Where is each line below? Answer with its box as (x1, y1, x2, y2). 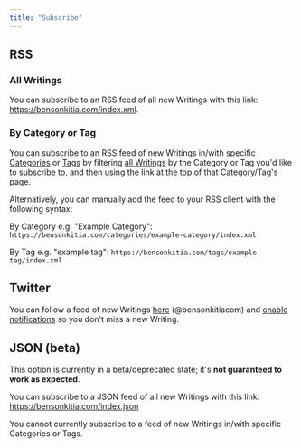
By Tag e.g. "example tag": (9, 246, 109, 257)
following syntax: (9, 203, 73, 214)
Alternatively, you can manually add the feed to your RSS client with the (9, 194, 276, 205)
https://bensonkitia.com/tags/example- (110, 248, 261, 257)
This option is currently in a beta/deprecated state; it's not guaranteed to (9, 364, 283, 376)
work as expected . (9, 374, 80, 385)
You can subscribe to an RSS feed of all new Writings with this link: (9, 94, 259, 105)
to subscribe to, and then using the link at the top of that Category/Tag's (9, 167, 278, 177)
